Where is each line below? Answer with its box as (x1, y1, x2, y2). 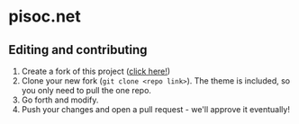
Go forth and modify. (21, 94, 99, 105)
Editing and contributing (8, 42, 148, 58)
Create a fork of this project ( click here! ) (21, 66, 171, 76)
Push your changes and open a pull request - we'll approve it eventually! (21, 104, 290, 114)
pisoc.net (8, 6, 82, 27)
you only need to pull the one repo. (21, 85, 152, 95)
